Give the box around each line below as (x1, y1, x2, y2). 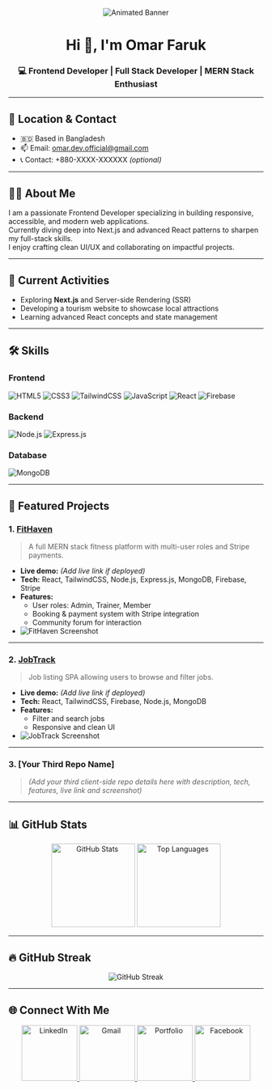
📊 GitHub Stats (8, 817, 87, 831)
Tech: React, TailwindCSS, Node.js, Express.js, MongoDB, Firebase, (19, 575, 247, 584)
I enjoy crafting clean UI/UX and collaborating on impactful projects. (8, 243, 235, 252)
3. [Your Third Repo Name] (8, 759, 115, 770)
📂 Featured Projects (8, 498, 110, 513)
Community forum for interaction (32, 617, 142, 627)
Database (8, 449, 47, 460)
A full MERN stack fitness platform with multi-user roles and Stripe (28, 541, 250, 551)
